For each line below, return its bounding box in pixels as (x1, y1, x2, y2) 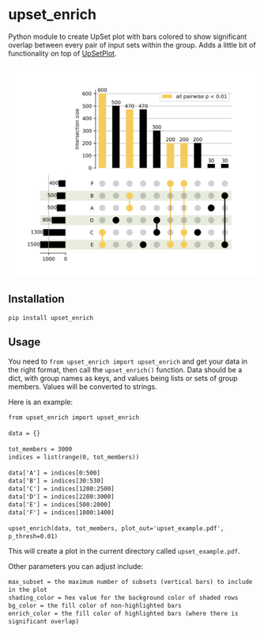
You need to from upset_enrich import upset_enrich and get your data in (8, 357, 247, 366)
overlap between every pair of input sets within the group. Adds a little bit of (8, 40, 256, 49)
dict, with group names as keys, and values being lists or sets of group (8, 373, 239, 383)
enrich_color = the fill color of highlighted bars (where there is (8, 609, 239, 617)
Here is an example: (8, 397, 74, 406)
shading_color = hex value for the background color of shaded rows (8, 593, 239, 601)
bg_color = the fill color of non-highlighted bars (8, 601, 182, 609)
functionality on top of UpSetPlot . (8, 48, 117, 58)
